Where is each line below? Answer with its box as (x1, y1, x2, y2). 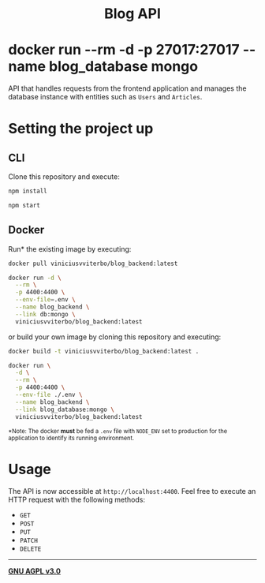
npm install (8, 187, 47, 196)
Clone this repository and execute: (8, 172, 120, 181)
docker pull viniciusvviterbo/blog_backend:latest (8, 260, 178, 267)
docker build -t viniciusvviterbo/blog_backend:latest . (8, 347, 200, 355)
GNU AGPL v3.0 (8, 566, 62, 576)
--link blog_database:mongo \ (15, 405, 114, 413)
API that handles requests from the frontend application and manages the (8, 84, 247, 93)
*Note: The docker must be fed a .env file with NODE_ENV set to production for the (8, 427, 227, 435)
